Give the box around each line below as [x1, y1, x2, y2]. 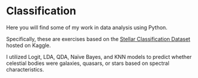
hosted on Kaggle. [6, 42, 51, 49]
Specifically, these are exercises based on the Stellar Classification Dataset [6, 35, 190, 42]
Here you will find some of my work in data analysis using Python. [6, 24, 168, 31]
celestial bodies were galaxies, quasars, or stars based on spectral [6, 60, 169, 67]
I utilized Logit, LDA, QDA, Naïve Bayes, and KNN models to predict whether [6, 53, 192, 60]
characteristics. [6, 65, 45, 73]
